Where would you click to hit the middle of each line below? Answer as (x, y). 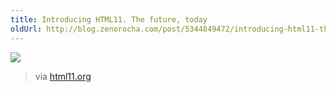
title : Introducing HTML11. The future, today (109, 19)
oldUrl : (26, 29)
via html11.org (63, 76)
